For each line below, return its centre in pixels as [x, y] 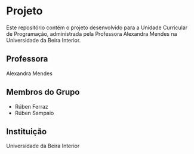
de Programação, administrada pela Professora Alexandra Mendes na [92, 33]
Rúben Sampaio [34, 113]
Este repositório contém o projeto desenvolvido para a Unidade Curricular [97, 27]
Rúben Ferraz [32, 106]
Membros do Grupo [43, 92]
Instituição [27, 132]
